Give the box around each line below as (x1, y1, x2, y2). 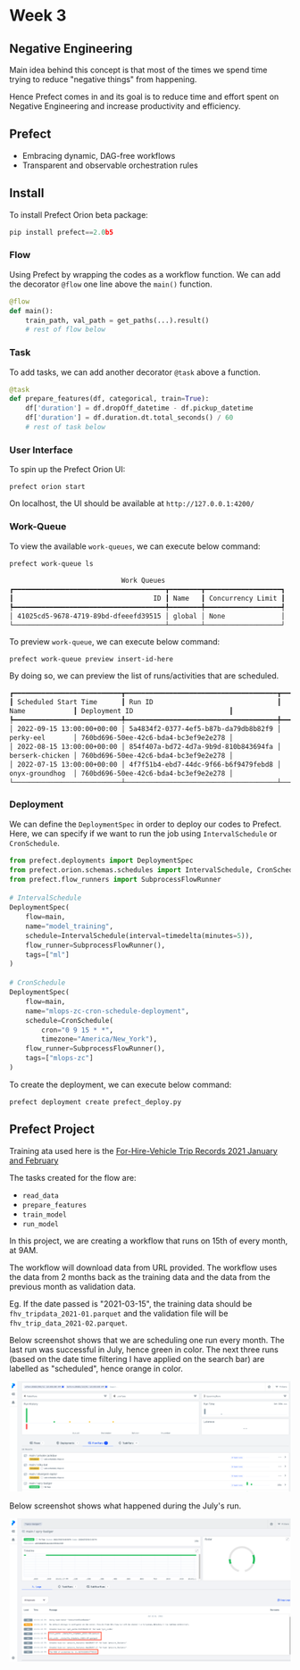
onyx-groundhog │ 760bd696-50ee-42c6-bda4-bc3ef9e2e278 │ (9, 769, 234, 777)
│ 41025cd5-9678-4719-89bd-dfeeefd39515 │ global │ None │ (9, 611, 286, 620)
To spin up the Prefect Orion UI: (9, 464, 126, 475)
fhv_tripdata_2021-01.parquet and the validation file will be (9, 1308, 229, 1318)
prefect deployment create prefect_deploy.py (9, 1097, 181, 1107)
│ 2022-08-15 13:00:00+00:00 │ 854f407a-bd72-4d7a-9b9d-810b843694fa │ (9, 742, 281, 751)
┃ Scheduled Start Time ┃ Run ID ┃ (9, 697, 281, 706)
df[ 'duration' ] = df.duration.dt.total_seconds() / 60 (25, 413, 234, 422)
